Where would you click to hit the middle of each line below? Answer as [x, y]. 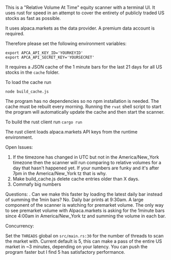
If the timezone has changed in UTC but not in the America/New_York [86, 157]
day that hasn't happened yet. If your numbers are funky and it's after [86, 168]
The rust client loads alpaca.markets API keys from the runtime [71, 132]
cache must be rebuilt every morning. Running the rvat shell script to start [83, 106]
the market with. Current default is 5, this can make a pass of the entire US [84, 241]
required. [15, 34]
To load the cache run [28, 82]
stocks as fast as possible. [33, 18]
